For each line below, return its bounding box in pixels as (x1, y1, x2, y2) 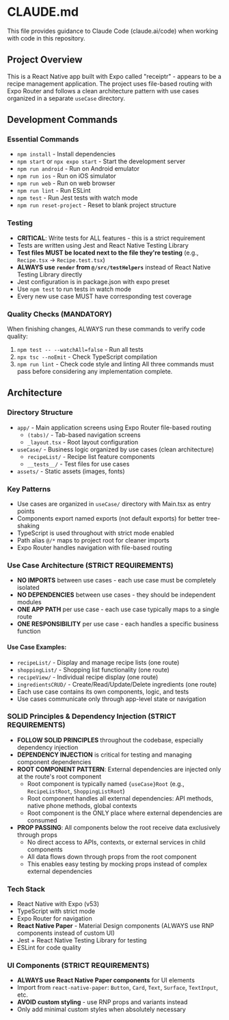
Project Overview (7, 54, 83, 66)
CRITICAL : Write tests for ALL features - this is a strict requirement (16, 234, 206, 242)
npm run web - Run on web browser (16, 179, 116, 187)
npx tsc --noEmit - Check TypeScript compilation (16, 353, 158, 361)
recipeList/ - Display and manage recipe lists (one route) (16, 658, 180, 666)
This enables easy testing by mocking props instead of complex (27, 859, 207, 868)
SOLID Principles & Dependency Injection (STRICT (7, 711, 176, 721)
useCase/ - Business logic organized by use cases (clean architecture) (16, 445, 214, 453)
